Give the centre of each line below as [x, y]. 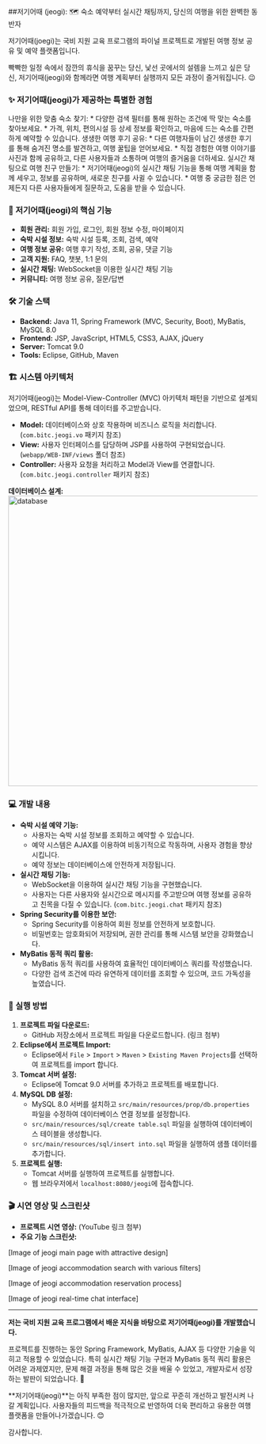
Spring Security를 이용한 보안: [68, 914]
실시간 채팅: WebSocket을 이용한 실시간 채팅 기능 [96, 268]
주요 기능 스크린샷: [48, 1237]
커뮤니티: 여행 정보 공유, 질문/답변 [72, 279]
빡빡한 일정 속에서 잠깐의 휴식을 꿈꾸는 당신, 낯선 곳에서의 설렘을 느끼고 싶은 [125, 67]
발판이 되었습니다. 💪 [53, 1379]
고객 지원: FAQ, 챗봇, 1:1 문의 [64, 259]
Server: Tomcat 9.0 [51, 346]
